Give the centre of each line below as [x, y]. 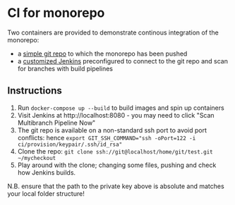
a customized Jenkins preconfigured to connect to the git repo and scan [122, 61]
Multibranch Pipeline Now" [56, 123]
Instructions [35, 91]
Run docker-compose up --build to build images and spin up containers [121, 108]
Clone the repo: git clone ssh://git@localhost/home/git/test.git [115, 151]
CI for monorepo [56, 13]
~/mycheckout [37, 158]
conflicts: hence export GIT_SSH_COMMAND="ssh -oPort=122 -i [107, 137]
